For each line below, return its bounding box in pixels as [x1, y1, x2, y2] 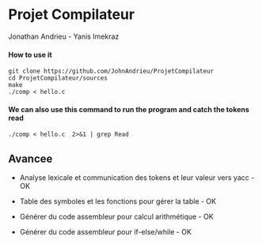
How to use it [8, 50, 53, 59]
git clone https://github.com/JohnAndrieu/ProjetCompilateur [8, 67, 215, 76]
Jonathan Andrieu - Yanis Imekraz [8, 32, 120, 41]
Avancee [8, 152, 53, 165]
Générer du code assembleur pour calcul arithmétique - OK [19, 212, 214, 222]
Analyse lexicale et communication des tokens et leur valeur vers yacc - [19, 173, 255, 182]
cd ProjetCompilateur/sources [8, 74, 108, 82]
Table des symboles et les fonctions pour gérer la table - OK [19, 197, 216, 206]
